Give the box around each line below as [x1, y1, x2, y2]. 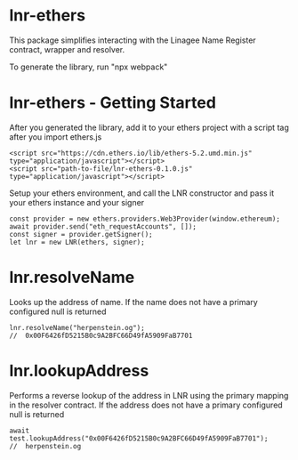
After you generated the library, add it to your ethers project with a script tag [9, 122, 289, 133]
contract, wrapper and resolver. [9, 44, 125, 54]
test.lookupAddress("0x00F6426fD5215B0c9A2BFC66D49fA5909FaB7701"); [9, 433, 269, 443]
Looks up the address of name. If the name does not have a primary [9, 296, 258, 307]
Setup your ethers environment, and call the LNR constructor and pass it [9, 188, 275, 198]
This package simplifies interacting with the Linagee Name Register [9, 35, 256, 45]
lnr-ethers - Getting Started [9, 93, 216, 113]
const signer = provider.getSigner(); [9, 230, 153, 238]
